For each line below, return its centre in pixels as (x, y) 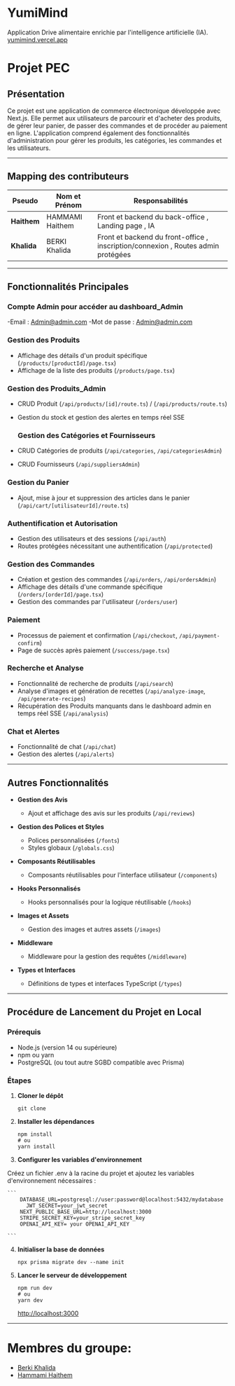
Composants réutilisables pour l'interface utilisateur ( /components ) (122, 874)
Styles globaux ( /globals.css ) (71, 848)
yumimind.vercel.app (37, 39)
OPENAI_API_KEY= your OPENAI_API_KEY (75, 1224)
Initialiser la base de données (61, 1249)
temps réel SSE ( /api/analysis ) (63, 713)
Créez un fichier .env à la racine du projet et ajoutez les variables (101, 1173)
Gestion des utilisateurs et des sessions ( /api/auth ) (92, 538)
